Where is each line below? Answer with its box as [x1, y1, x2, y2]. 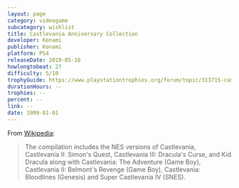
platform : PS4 [7, 50, 50, 57]
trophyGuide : [7, 76, 46, 84]
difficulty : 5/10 [7, 70, 59, 77]
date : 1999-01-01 [7, 109, 59, 116]
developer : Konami [7, 37, 62, 44]
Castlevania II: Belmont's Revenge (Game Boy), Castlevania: [24, 165, 201, 174]
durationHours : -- [7, 83, 62, 90]
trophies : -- [7, 89, 46, 96]
